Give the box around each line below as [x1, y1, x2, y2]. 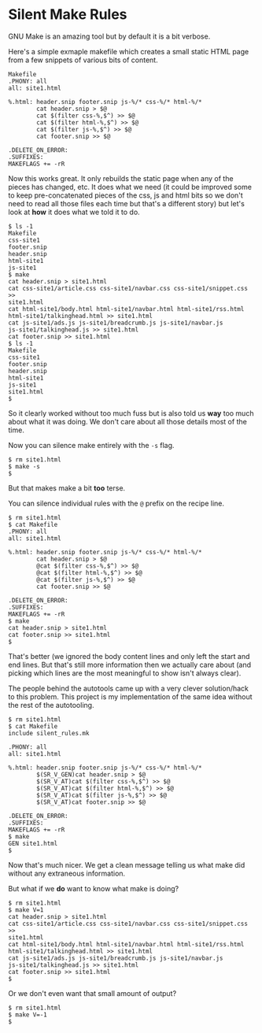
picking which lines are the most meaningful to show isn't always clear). [8, 668, 242, 678]
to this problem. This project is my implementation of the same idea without [8, 691, 253, 702]
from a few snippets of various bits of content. [8, 55, 159, 65]
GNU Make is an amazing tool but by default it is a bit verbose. [8, 31, 211, 41]
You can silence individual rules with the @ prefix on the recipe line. [8, 498, 225, 508]
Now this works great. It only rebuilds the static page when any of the [8, 173, 234, 183]
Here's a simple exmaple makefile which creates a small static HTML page [8, 46, 249, 56]
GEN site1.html [8, 839, 58, 847]
